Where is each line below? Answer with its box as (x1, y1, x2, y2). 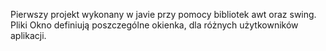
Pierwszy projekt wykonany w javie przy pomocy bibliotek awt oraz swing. (10, 9, 317, 20)
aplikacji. (10, 30, 47, 41)
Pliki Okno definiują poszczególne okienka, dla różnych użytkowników (10, 19, 299, 31)
